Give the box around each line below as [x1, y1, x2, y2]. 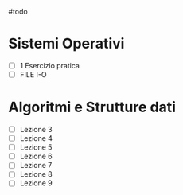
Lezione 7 [19, 161, 53, 170]
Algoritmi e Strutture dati [8, 99, 177, 116]
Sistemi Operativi [8, 35, 125, 53]
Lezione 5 [19, 142, 53, 152]
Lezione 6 [19, 151, 53, 162]
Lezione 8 [19, 170, 53, 179]
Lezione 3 [19, 125, 53, 134]
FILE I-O [19, 70, 47, 79]
